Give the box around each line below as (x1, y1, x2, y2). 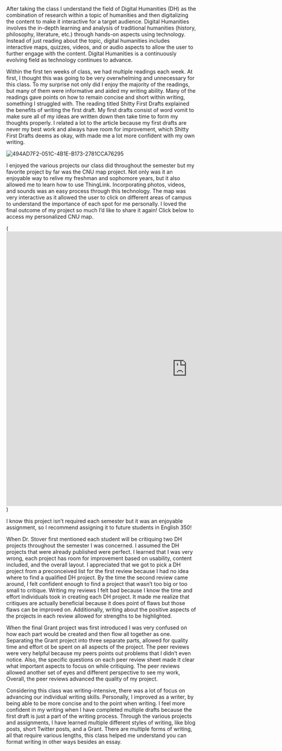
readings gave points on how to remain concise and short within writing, (6, 93, 186, 101)
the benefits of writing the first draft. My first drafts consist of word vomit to (6, 107, 195, 113)
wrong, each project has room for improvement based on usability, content (6, 555, 192, 562)
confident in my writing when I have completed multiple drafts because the (6, 706, 192, 714)
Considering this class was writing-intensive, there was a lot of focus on (6, 687, 186, 694)
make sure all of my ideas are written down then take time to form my (6, 113, 178, 120)
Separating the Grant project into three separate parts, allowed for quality (6, 637, 189, 644)
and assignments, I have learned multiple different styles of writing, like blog (6, 719, 196, 726)
